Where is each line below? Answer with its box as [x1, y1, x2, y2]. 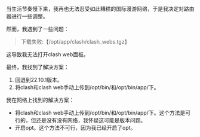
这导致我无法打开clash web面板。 [6, 51, 89, 58]
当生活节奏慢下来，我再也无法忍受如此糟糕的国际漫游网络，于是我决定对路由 [6, 5, 195, 12]
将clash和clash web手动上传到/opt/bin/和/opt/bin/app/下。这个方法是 [14, 109, 186, 116]
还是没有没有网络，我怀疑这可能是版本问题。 [35, 117, 146, 124]
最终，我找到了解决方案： [6, 63, 69, 71]
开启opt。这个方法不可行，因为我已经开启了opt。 [14, 124, 136, 131]
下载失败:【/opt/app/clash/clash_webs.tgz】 [20, 38, 130, 45]
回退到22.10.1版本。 [14, 77, 63, 83]
